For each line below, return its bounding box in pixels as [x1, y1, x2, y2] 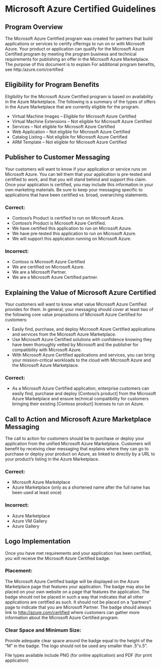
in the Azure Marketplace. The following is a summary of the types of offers [5, 99, 156, 104]
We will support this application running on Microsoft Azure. [12, 236, 132, 241]
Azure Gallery [12, 523, 40, 529]
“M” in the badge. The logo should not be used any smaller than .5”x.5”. [5, 643, 148, 649]
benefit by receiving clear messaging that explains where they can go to [5, 446, 149, 452]
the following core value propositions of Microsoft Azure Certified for [5, 312, 143, 318]
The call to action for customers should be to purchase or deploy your [5, 436, 145, 442]
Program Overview [5, 23, 63, 31]
